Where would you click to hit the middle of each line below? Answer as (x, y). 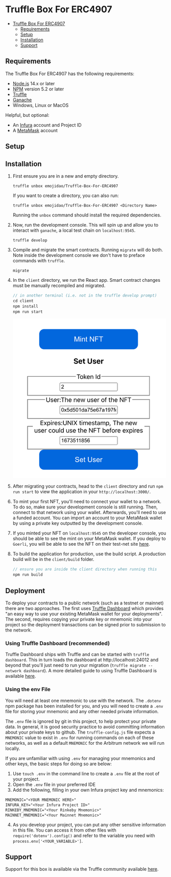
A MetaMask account (35, 130)
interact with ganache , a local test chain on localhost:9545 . (74, 230)
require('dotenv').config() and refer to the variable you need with (84, 835)
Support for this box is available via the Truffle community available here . (82, 869)
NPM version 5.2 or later (38, 89)
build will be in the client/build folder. (53, 559)
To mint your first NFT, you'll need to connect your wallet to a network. (87, 502)
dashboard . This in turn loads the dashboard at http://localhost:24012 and (82, 660)
